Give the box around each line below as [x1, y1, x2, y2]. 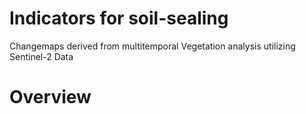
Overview [9, 86, 92, 109]
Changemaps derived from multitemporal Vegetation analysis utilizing [9, 40, 296, 52]
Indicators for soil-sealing [9, 7, 229, 30]
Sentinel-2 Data [9, 50, 74, 62]
